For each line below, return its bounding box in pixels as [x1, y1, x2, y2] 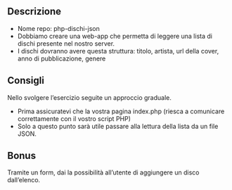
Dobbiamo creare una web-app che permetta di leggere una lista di [17, 32, 213, 40]
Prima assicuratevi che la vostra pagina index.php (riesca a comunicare [17, 107, 225, 115]
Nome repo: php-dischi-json [17, 24, 101, 32]
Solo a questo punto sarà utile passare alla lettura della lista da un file [17, 122, 219, 130]
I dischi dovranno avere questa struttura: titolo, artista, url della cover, [17, 46, 219, 55]
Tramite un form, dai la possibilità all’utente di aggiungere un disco [7, 168, 200, 177]
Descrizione [7, 6, 62, 18]
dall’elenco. [7, 176, 41, 184]
